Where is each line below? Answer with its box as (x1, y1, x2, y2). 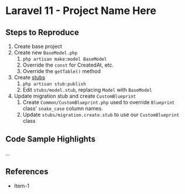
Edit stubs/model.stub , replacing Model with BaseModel (22, 86, 153, 93)
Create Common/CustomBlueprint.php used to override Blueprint (22, 99, 175, 106)
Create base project (13, 43, 62, 50)
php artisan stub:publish (22, 81, 86, 87)
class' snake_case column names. (22, 105, 103, 112)
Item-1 (13, 182, 30, 189)
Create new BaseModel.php (13, 49, 78, 56)
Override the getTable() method (22, 68, 101, 74)
